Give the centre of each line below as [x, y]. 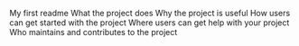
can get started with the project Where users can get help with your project [149, 23]
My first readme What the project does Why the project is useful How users [150, 13]
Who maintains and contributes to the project [93, 32]
